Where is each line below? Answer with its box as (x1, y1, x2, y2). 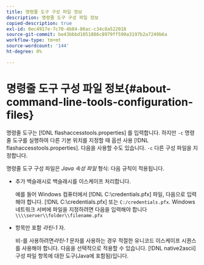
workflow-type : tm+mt (6, 37, 62, 43)
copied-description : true (6, 20, 72, 26)
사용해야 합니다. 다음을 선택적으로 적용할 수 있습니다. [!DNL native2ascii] (21, 244, 196, 252)
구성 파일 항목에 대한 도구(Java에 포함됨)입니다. (15, 252, 129, 259)
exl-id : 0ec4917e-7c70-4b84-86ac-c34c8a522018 (6, 26, 127, 32)
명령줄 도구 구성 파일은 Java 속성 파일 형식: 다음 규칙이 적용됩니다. (6, 165, 164, 172)
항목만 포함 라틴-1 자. (15, 224, 66, 231)
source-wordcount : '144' (6, 43, 69, 49)
